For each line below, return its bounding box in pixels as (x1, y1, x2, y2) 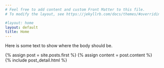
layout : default (5, 25, 38, 30)
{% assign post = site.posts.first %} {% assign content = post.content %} (5, 52, 153, 58)
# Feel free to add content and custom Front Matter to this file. (5, 7, 145, 12)
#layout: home (5, 20, 34, 25)
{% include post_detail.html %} (5, 57, 67, 63)
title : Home (5, 30, 29, 34)
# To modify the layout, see (5, 12, 64, 17)
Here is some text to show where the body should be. (5, 43, 113, 49)
